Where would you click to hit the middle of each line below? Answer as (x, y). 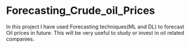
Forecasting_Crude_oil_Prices (81, 11)
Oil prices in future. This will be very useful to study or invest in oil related (95, 32)
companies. (20, 39)
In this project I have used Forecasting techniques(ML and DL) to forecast (95, 27)
